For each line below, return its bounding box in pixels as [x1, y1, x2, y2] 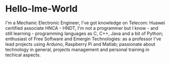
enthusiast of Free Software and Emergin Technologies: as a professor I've [5, 36, 161, 42]
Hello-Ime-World [5, 3, 78, 15]
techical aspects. [5, 51, 41, 58]
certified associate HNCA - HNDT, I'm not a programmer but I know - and [5, 25, 159, 31]
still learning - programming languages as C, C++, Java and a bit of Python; [5, 30, 163, 36]
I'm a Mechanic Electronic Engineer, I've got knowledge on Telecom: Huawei [5, 20, 165, 26]
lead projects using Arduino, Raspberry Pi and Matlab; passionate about [5, 41, 156, 47]
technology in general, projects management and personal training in [5, 46, 150, 52]
